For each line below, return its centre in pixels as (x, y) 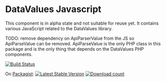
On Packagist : (20, 73)
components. (19, 54)
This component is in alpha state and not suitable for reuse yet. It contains (82, 23)
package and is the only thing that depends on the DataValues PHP (75, 49)
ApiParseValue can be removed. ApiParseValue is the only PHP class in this (83, 43)
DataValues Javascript (53, 9)
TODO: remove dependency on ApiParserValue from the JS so (70, 38)
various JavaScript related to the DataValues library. (59, 28)
